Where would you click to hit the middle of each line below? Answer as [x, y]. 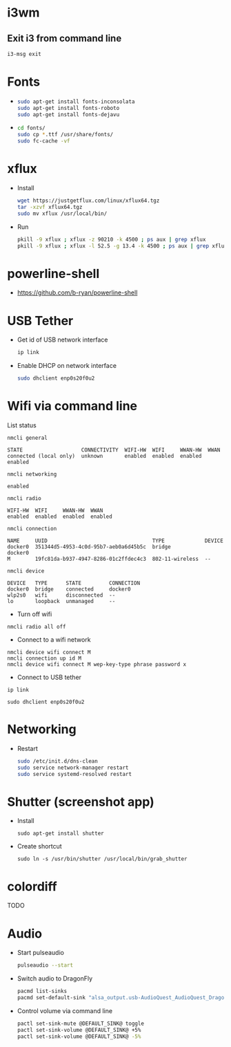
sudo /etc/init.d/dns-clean [57, 761]
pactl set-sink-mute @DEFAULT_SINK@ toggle [81, 1023]
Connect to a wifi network [54, 639]
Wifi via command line [72, 406]
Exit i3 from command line [64, 38]
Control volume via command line [64, 1010]
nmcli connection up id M [44, 658]
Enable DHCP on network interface [67, 366]
